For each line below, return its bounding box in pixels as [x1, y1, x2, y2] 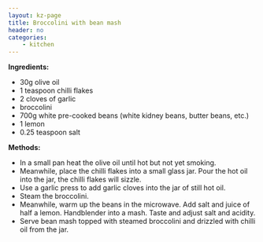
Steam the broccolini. [19, 192, 89, 201]
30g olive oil [19, 78, 60, 87]
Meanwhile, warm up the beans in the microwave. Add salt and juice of [19, 200, 250, 209]
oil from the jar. [19, 225, 69, 234]
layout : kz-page [8, 11, 61, 20]
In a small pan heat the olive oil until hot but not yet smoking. [19, 158, 217, 167]
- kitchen [22, 41, 55, 49]
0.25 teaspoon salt [19, 127, 81, 137]
